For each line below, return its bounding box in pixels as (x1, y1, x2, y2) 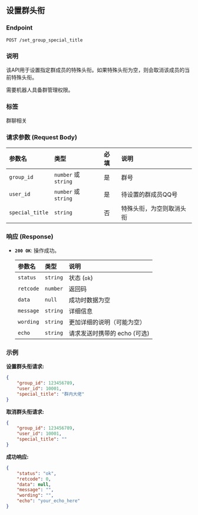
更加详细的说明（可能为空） (68, 318, 146, 326)
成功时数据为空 (68, 296, 111, 304)
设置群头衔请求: (6, 363, 44, 370)
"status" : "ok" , (16, 470, 57, 477)
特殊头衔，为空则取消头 (121, 204, 187, 213)
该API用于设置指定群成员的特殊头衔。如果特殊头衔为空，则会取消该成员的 (6, 66, 185, 73)
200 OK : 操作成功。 (14, 247, 60, 254)
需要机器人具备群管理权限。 (6, 86, 74, 93)
